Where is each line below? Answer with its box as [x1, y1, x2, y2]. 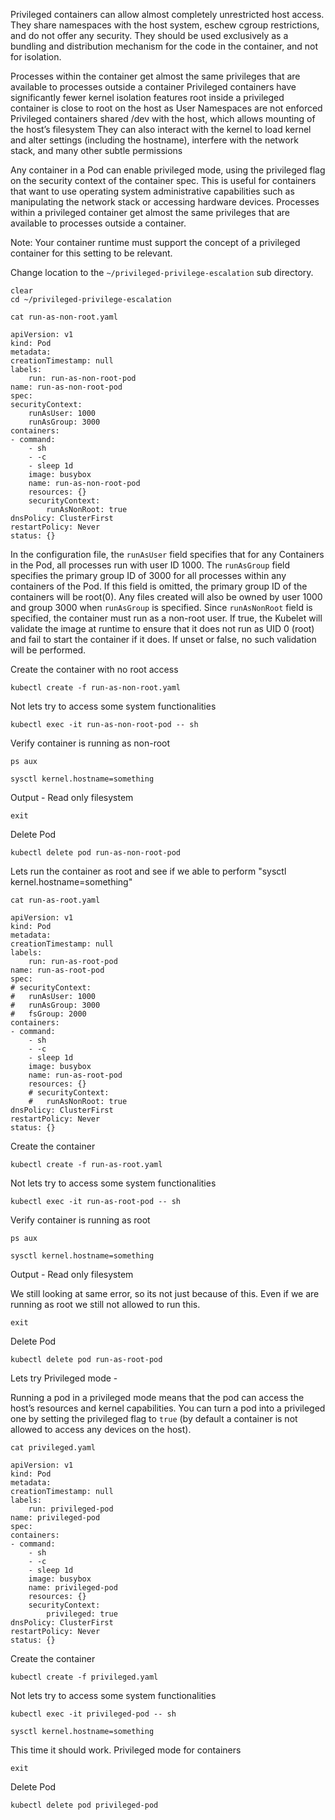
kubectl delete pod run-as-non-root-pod [10, 848, 182, 858]
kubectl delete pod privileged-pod [10, 1800, 159, 1810]
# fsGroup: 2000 [10, 1009, 87, 1019]
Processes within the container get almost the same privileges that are [10, 70, 301, 82]
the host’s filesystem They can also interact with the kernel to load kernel [10, 124, 312, 135]
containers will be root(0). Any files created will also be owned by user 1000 [10, 591, 323, 603]
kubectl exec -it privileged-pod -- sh [10, 1709, 177, 1719]
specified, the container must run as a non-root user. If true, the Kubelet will [10, 612, 323, 624]
